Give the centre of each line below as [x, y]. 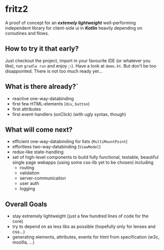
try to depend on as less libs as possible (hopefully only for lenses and [84, 227]
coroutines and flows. [27, 33]
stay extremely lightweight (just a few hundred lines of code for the [80, 216]
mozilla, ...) [23, 242]
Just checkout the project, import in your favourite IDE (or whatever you [78, 61]
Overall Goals [26, 204]
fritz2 [17, 9]
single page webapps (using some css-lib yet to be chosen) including [83, 162]
